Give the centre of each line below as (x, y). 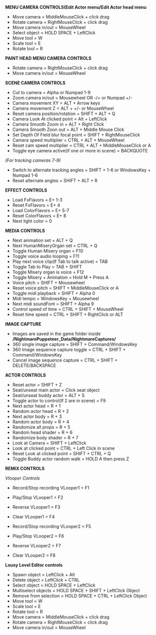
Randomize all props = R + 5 (41, 427)
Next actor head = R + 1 (37, 406)
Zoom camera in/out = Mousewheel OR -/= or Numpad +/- (72, 98)
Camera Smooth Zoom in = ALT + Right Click (58, 124)
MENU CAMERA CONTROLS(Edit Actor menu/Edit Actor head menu (76, 7)
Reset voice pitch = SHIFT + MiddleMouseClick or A (66, 288)
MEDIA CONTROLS (25, 231)
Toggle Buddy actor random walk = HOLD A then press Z (71, 459)
